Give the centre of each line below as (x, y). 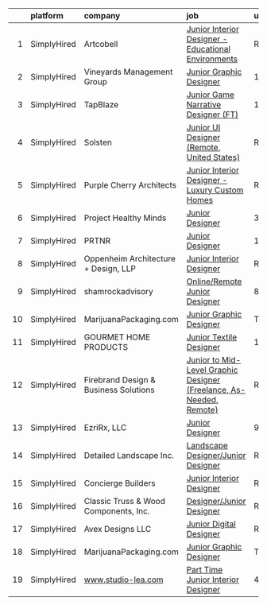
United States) (213, 157)
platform (47, 16)
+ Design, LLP (110, 268)
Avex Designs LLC (118, 529)
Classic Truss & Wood (124, 501)
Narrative (204, 105)
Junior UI (203, 128)
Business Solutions (119, 390)
